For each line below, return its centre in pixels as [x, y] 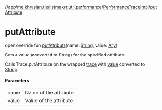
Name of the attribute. [50, 93]
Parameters [17, 80]
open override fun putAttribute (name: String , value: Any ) [61, 45]
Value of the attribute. [49, 101]
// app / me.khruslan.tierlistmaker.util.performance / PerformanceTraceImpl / [78, 7]
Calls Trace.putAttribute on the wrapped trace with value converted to [75, 64]
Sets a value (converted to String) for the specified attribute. [65, 55]
